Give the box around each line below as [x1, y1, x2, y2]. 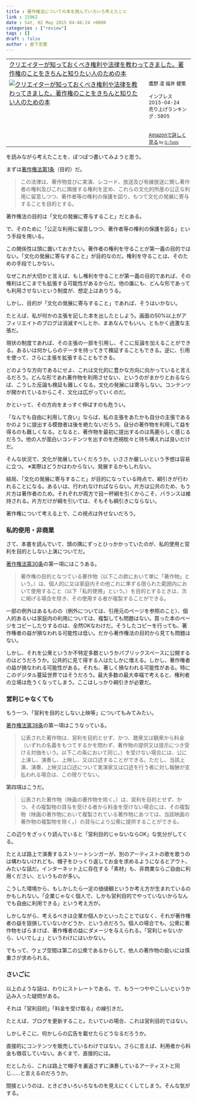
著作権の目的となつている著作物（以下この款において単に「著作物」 [20, 573, 185, 580]
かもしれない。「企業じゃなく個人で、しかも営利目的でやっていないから [6, 893, 178, 900]
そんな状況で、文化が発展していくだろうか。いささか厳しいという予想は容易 [6, 455, 191, 462]
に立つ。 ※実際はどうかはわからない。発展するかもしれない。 [6, 462, 154, 470]
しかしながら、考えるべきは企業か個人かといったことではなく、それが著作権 [6, 913, 191, 920]
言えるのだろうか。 [25, 1069, 72, 1077]
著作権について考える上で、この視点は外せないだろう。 [6, 510, 139, 517]
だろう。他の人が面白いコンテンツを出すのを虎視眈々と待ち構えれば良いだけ [6, 435, 191, 442]
